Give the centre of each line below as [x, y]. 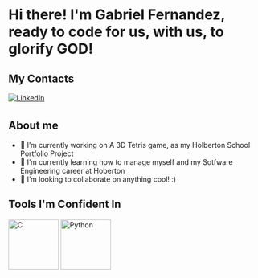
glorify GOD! [51, 49]
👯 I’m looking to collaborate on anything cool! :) [98, 179]
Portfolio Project [47, 153]
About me [33, 126]
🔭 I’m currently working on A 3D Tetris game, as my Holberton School [135, 145]
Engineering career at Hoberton [72, 170]
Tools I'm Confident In [65, 204]
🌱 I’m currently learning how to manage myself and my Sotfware [126, 161]
